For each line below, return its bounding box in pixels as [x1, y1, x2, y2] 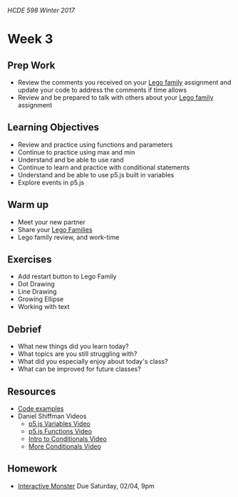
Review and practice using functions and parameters [17, 140, 173, 149]
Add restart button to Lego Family [17, 272, 117, 281]
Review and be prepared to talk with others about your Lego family [17, 93, 214, 102]
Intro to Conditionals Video [28, 434, 107, 444]
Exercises [7, 253, 52, 266]
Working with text [17, 303, 70, 311]
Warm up [7, 199, 48, 211]
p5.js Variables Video [28, 419, 90, 428]
